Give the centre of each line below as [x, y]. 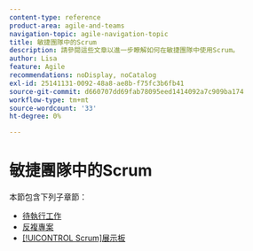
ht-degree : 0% [36, 116]
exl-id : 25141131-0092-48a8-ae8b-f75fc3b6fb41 [97, 83]
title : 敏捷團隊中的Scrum [53, 42]
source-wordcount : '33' [53, 108]
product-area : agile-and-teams [67, 26]
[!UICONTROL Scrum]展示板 [74, 238]
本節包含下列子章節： [48, 197]
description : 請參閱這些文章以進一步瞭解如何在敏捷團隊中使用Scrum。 [124, 51]
